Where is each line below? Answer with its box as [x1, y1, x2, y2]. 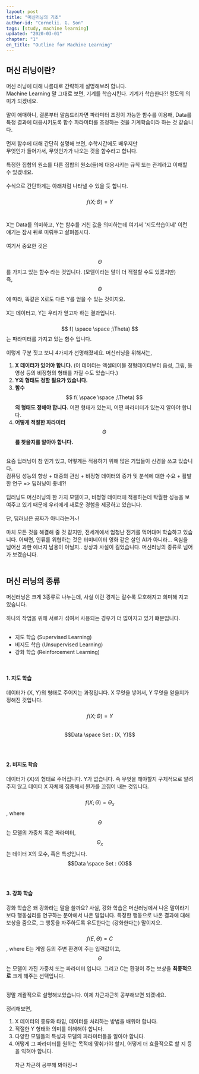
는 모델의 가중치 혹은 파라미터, [6, 829, 76, 836]
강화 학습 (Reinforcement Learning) [14, 648, 100, 655]
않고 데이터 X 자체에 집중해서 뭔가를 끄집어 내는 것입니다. [17, 783, 149, 790]
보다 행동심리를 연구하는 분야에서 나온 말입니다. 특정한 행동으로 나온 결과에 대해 [6, 911, 190, 919]
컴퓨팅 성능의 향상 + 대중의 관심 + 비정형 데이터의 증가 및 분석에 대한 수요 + [6, 472, 181, 480]
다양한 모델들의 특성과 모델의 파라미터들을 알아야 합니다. [14, 1032, 146, 1039]
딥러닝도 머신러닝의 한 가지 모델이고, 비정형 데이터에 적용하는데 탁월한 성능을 [6, 493, 184, 500]
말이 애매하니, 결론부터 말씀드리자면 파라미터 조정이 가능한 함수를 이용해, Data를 [6, 111, 192, 118]
